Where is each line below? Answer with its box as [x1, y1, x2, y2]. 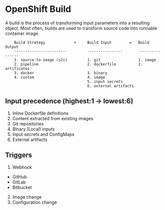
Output [5, 44, 19, 49]
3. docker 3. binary [14, 70, 108, 75]
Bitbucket [12, 184, 32, 190]
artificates [5, 66, 30, 71]
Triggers [5, 151, 32, 159]
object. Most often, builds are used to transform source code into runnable [5, 25, 158, 31]
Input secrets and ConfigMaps [12, 131, 74, 137]
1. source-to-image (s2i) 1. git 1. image [14, 57, 156, 63]
